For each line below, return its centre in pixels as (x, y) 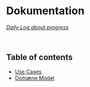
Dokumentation (45, 11)
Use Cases (28, 72)
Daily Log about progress (38, 27)
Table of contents (39, 57)
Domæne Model (35, 78)
